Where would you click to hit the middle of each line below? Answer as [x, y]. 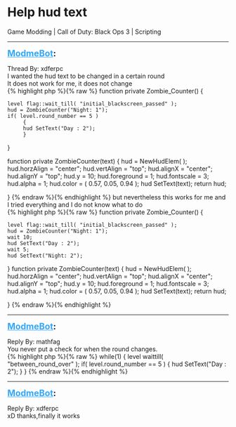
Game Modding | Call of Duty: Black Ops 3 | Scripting [84, 32]
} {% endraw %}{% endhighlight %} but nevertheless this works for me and [117, 197]
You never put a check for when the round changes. [83, 349]
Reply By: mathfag [34, 341]
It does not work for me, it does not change [70, 83]
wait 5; [19, 249]
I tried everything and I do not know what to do [75, 204]
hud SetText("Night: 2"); [45, 256]
